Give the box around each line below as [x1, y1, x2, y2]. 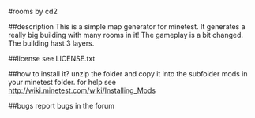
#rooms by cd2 [8, 7, 58, 16]
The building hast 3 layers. [8, 39, 95, 48]
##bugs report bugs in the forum [8, 101, 114, 110]
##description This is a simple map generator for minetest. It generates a [8, 22, 246, 31]
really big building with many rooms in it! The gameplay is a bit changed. [8, 31, 243, 39]
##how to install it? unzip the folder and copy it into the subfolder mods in [8, 69, 248, 78]
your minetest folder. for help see [8, 78, 117, 87]
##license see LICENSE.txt [8, 54, 96, 63]
